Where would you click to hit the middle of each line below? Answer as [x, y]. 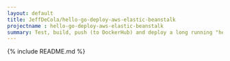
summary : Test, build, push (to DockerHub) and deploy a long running [110, 32]
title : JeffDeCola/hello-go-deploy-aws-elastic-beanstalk [91, 20]
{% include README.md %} [46, 52]
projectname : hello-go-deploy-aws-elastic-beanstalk [86, 26]
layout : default [30, 13]
